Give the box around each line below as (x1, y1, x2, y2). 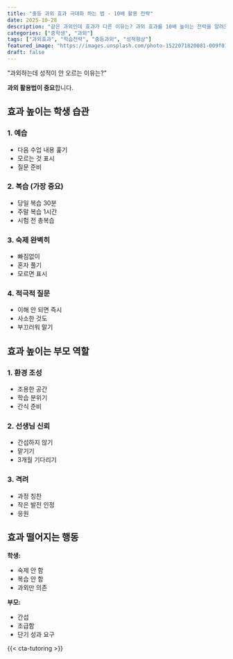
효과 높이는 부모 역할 (7, 345, 89, 357)
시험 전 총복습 (17, 216, 55, 224)
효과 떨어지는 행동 (7, 531, 79, 543)
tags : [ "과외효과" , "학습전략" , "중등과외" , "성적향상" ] (7, 36, 152, 43)
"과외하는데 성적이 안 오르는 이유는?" (7, 69, 107, 77)
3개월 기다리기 (17, 456, 57, 464)
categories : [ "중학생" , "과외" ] (7, 29, 94, 37)
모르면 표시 (17, 270, 48, 278)
